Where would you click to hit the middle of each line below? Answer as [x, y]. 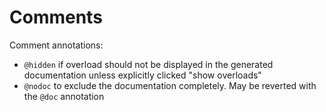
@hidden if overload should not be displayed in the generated [148, 64]
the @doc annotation [64, 96]
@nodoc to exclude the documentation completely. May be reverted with [170, 85]
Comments [56, 17]
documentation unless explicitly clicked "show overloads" [142, 75]
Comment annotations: [56, 45]
